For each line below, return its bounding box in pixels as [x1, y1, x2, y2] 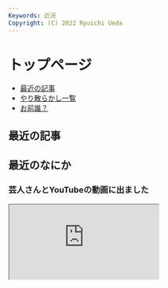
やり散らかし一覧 [19, 93, 76, 103]
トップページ [8, 56, 92, 74]
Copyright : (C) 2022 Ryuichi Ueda [8, 19, 123, 27]
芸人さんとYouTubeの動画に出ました [8, 185, 150, 196]
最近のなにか [8, 158, 72, 172]
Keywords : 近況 [8, 11, 57, 20]
